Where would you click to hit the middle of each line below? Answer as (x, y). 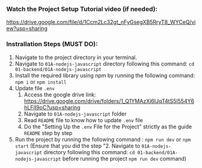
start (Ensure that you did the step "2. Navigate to (77, 146)
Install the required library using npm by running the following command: (105, 75)
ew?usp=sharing (27, 28)
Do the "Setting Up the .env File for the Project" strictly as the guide (108, 126)
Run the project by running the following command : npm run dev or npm (103, 139)
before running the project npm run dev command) (124, 158)
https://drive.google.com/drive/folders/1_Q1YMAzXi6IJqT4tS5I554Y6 (109, 101)
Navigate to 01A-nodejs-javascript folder (75, 114)
